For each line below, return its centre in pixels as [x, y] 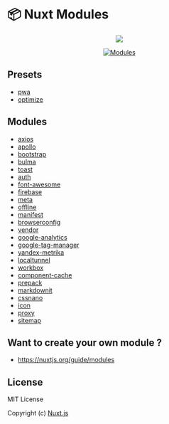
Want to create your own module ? [84, 343]
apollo [27, 147]
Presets [25, 75]
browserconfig [39, 222]
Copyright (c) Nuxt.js [38, 413]
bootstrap [32, 154]
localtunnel [34, 260]
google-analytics [42, 237]
